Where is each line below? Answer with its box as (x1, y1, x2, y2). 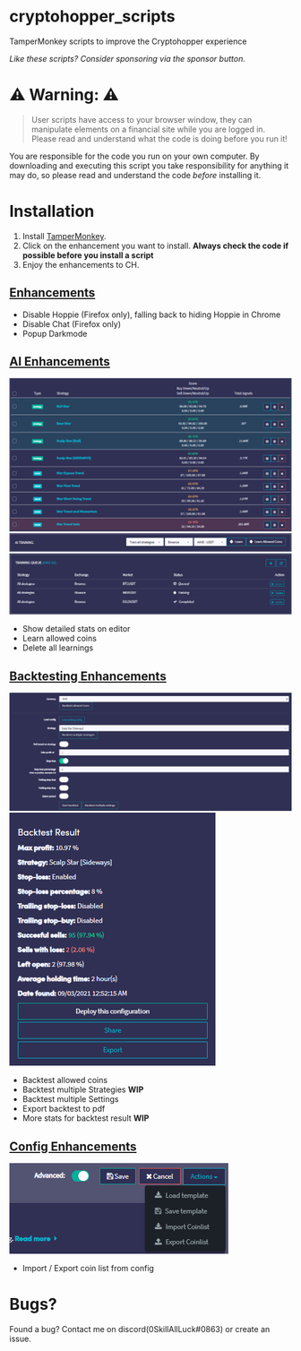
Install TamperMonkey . (21, 230, 107, 241)
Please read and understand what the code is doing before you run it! (30, 133, 288, 144)
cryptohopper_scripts (9, 6, 176, 27)
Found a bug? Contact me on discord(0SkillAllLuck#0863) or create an (9, 1324, 271, 1335)
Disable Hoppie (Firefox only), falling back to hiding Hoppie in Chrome (21, 309, 281, 320)
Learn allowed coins (21, 633, 97, 644)
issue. (9, 1333, 31, 1345)
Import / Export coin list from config (21, 1263, 155, 1274)
